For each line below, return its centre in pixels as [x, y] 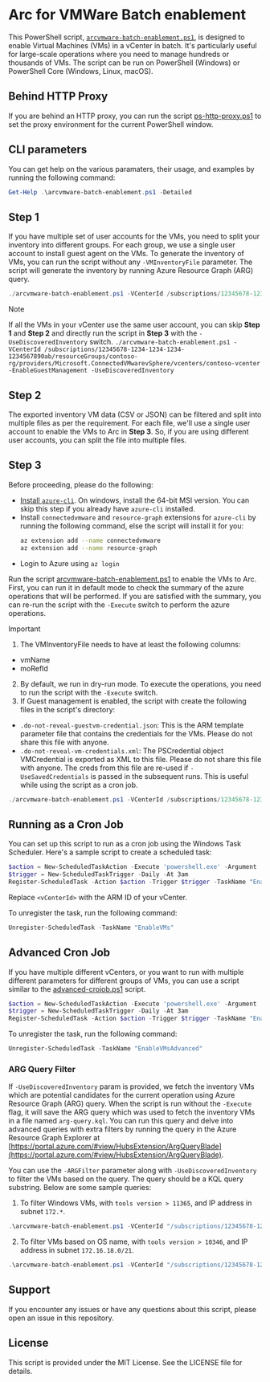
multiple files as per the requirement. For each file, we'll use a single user [129, 422]
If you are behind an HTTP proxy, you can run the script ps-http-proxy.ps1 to [135, 116]
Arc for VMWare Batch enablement [127, 15]
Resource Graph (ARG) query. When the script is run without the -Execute [130, 1104]
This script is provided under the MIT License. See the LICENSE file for [125, 1362]
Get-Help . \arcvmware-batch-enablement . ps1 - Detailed [100, 192]
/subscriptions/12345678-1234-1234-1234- [114, 350]
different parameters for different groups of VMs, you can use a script [124, 980]
